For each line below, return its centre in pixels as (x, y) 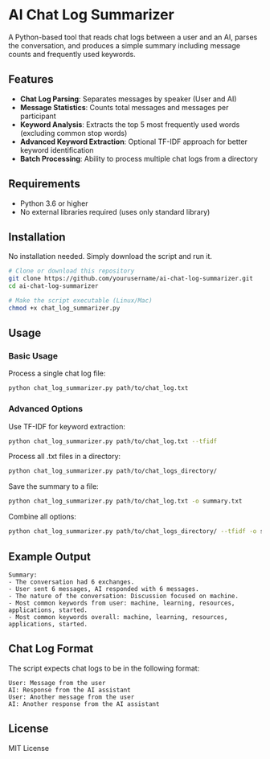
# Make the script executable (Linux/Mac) (80, 301)
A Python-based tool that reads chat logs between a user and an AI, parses (133, 37)
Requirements (44, 184)
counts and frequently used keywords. (72, 54)
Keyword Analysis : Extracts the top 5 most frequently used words (130, 124)
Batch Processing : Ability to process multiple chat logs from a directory (139, 158)
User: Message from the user (57, 683)
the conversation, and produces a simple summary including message (125, 45)
